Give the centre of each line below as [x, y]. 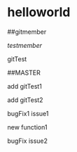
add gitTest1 [24, 86]
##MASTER [24, 72]
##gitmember [27, 32]
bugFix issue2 [27, 141]
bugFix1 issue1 [28, 113]
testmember [24, 45]
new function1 [27, 127]
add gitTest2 [25, 100]
